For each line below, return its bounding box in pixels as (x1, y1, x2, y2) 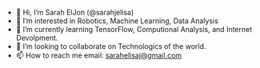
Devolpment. (15, 33, 58, 42)
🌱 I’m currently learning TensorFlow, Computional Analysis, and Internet (15, 25, 253, 34)
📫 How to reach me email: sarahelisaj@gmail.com (15, 50, 182, 60)
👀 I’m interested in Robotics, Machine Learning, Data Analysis (15, 16, 218, 26)
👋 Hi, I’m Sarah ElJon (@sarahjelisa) (15, 8, 134, 17)
